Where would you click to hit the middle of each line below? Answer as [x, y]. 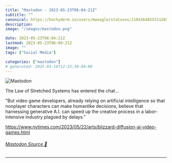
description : [19, 24]
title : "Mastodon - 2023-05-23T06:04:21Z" [51, 10]
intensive [15, 117]
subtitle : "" [19, 15]
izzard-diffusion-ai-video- [129, 127]
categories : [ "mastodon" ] [33, 62]
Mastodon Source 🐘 [26, 144]
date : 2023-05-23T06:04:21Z [35, 38]
